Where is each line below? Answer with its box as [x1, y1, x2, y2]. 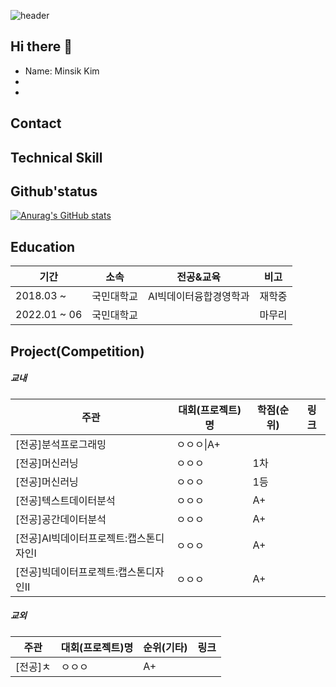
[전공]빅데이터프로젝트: [15, 565, 118, 579]
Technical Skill [10, 149, 103, 166]
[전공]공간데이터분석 [15, 512, 107, 526]
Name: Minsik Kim [24, 65, 100, 77]
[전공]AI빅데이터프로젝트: [15, 531, 128, 545]
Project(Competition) [10, 343, 145, 360]
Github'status [10, 183, 98, 200]
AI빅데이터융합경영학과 [147, 290, 250, 304]
